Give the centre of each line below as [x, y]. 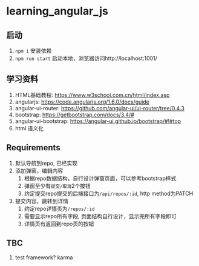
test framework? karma [44, 258]
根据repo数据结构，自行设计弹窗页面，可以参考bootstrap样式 [100, 178]
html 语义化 [29, 128]
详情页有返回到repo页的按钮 [59, 224]
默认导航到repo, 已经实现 [46, 163]
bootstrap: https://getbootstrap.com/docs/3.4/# [75, 115]
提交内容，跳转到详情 [41, 201]
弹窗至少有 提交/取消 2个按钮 [57, 185]
